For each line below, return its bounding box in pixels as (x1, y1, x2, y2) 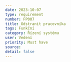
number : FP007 (5, 16, 35, 21)
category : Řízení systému (5, 30, 59, 35)
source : (5, 44, 21, 49)
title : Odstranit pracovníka (5, 21, 66, 26)
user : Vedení (5, 35, 32, 40)
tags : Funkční (5, 26, 35, 31)
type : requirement (5, 12, 43, 17)
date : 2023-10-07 (5, 7, 41, 12)
